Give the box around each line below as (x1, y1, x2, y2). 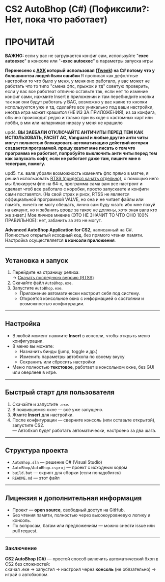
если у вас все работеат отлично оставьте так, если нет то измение (5, 89, 148, 95)
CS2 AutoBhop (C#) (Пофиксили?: (5, 3, 150, 15)
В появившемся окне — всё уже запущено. (12, 406, 104, 412)
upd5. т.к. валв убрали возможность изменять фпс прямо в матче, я (5, 170, 149, 176)
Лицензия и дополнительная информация (5, 494, 142, 502)
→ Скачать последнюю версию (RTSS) (12, 274, 94, 280)
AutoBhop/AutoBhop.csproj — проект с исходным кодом (12, 464, 128, 471)
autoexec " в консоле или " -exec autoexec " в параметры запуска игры (5, 58, 153, 64)
